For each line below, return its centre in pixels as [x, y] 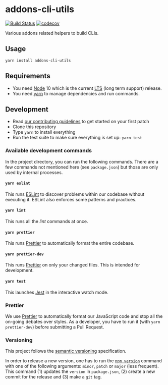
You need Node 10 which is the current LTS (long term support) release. [87, 88]
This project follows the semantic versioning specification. [66, 351]
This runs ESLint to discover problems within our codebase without [75, 194]
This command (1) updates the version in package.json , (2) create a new [80, 371]
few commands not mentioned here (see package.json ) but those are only [82, 167]
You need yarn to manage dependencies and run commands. [76, 93]
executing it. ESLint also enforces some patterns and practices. [71, 199]
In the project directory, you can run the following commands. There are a [82, 161]
